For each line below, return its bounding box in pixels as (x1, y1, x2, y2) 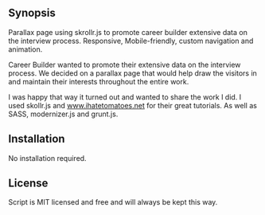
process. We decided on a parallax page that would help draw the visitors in (8, 68, 257, 78)
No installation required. (8, 153, 87, 162)
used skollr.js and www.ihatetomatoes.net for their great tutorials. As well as (8, 100, 257, 110)
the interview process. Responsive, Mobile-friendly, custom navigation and (8, 36, 254, 45)
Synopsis (8, 6, 56, 20)
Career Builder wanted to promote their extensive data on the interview (8, 60, 241, 69)
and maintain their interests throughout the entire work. (8, 76, 189, 86)
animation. (8, 44, 43, 54)
